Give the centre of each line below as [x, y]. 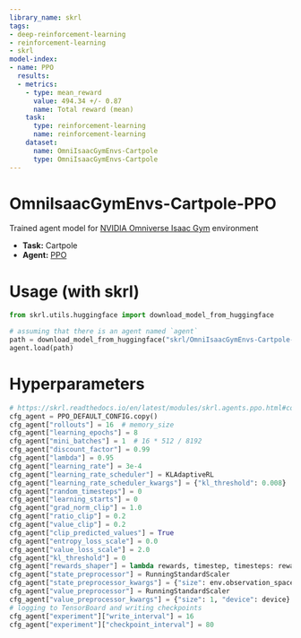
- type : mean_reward [64, 92]
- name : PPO [31, 68]
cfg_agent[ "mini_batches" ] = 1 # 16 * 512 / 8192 [106, 441]
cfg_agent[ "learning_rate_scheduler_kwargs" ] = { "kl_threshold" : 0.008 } [148, 483]
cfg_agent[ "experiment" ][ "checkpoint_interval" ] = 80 [112, 625]
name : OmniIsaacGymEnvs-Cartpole [95, 151]
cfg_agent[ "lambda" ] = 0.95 [62, 458]
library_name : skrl [46, 17]
